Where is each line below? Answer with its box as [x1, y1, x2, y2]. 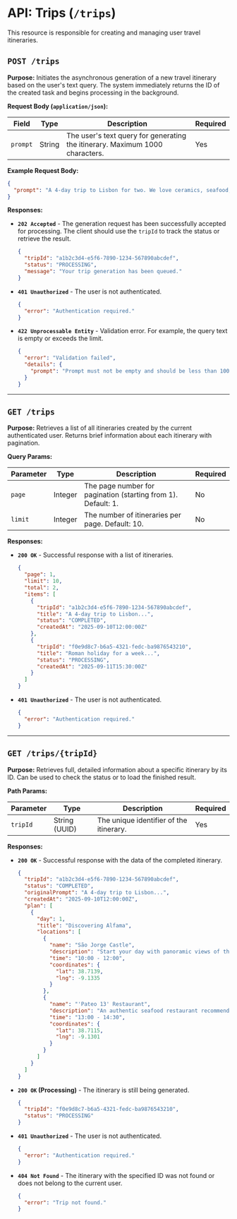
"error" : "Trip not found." [24, 1199, 107, 1206]
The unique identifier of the [97, 815, 188, 825]
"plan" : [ [24, 902, 53, 909]
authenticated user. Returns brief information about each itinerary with [7, 431, 212, 440]
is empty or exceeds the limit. [17, 334, 104, 343]
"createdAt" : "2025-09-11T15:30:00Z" [36, 663, 148, 670]
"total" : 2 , [24, 584, 59, 592]
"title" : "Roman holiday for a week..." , [36, 649, 160, 657]
